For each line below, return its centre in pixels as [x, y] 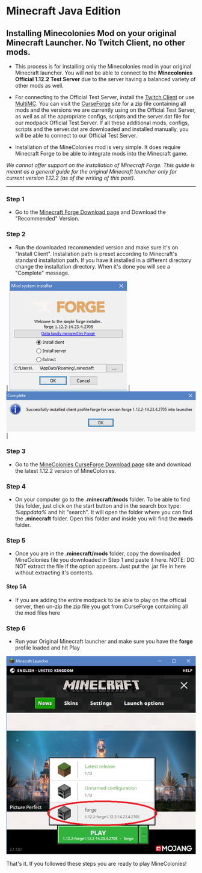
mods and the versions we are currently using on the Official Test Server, [105, 110]
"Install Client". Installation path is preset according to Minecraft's [96, 254]
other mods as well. [39, 86]
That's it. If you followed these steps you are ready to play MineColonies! [96, 864]
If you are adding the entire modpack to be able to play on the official [100, 600]
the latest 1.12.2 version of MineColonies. [65, 470]
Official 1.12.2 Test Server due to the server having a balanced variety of [105, 79]
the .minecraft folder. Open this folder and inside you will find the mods [104, 519]
